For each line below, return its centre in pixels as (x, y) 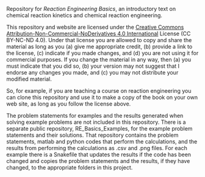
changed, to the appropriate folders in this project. (70, 168)
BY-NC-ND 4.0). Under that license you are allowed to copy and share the (99, 40)
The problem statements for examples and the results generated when (95, 116)
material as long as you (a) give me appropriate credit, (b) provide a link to (99, 46)
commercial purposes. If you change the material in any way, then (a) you (99, 60)
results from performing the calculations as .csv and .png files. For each (97, 148)
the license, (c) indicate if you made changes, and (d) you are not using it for (103, 53)
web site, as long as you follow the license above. (69, 104)
